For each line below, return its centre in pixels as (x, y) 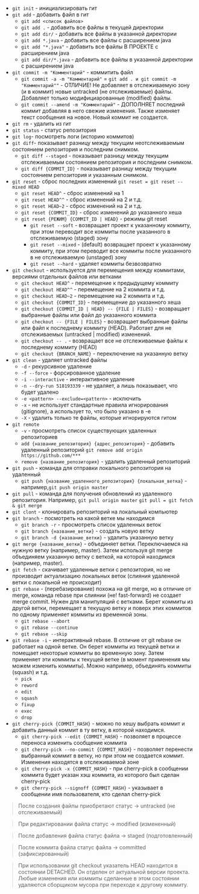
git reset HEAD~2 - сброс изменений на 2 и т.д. (82, 206)
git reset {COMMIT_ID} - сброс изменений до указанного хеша (101, 212)
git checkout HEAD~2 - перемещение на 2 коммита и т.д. (93, 296)
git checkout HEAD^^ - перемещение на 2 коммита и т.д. (93, 289)
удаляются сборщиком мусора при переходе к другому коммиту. (103, 885)
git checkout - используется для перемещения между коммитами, (99, 270)
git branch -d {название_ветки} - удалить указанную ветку (97, 537)
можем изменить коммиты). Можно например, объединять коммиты (102, 666)
